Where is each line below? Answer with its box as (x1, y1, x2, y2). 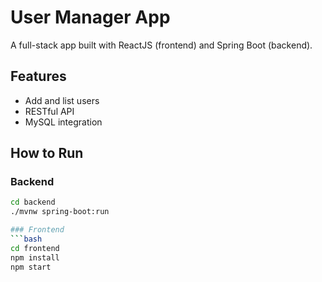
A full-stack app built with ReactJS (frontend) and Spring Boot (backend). (10, 39, 313, 51)
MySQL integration (24, 116, 103, 128)
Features (10, 68, 67, 85)
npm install (10, 252, 60, 263)
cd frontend (10, 243, 60, 253)
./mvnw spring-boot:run (10, 207, 110, 217)
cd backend (10, 197, 56, 208)
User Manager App (10, 6, 171, 29)
